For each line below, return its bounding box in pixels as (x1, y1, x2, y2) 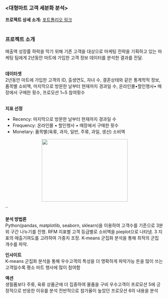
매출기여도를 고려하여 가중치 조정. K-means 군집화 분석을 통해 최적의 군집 (14, 235, 159, 241)
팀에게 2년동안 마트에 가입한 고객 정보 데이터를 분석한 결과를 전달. (14, 54, 143, 61)
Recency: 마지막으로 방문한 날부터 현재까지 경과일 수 (12, 116, 117, 122)
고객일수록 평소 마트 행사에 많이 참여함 (5, 264, 80, 270)
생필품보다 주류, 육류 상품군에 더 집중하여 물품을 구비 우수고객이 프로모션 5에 (5, 281, 155, 287)
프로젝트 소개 (5, 36, 35, 43)
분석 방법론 (5, 216, 27, 222)
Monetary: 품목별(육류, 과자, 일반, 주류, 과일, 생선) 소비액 (12, 128, 125, 134)
